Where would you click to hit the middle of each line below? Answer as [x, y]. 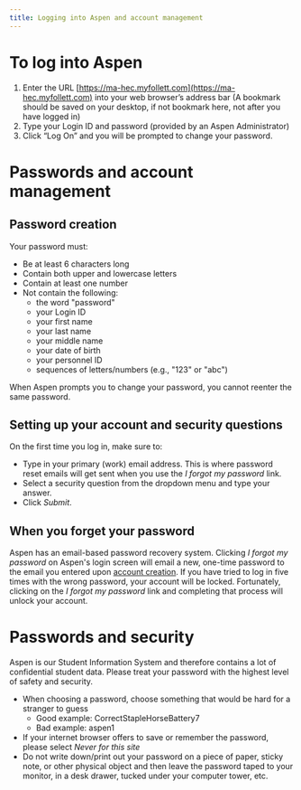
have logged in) [51, 116]
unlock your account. [49, 601]
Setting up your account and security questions [146, 424]
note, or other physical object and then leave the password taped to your [158, 766]
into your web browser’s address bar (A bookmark [187, 97]
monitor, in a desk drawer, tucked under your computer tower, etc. [145, 776]
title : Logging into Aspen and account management [106, 18]
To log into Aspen [76, 62]
